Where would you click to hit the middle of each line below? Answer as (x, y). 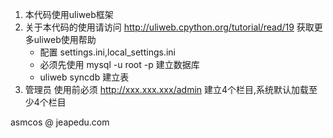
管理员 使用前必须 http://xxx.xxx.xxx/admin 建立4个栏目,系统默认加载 (167, 89)
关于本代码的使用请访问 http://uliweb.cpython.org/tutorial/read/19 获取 (169, 27)
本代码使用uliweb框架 (69, 14)
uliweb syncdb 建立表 (84, 77)
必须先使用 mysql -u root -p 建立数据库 (119, 64)
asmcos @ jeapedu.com (60, 122)
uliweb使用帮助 (65, 39)
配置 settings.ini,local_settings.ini (107, 52)
